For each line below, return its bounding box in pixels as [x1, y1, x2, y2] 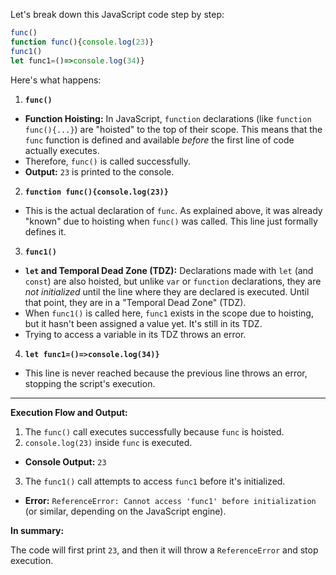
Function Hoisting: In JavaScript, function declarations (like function [24, 112, 312, 124]
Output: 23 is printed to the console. [24, 165, 175, 178]
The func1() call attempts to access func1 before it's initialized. [24, 475, 286, 487]
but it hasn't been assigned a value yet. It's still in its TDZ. [24, 317, 263, 329]
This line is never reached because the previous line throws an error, [24, 367, 308, 379]
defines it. [24, 225, 67, 238]
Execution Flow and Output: [10, 406, 128, 418]
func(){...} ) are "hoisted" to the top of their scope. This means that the [24, 123, 323, 135]
